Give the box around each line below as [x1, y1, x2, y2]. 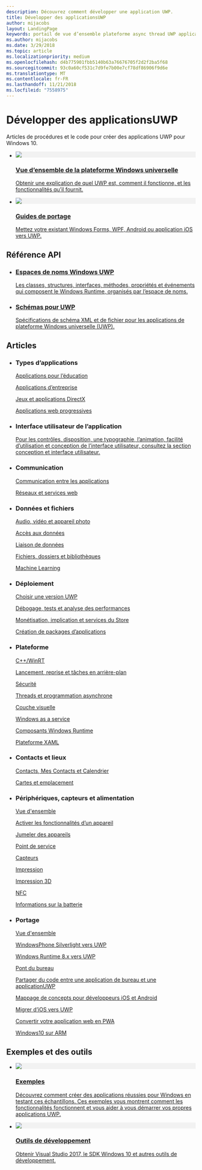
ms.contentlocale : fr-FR [6, 76, 69, 82]
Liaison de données [15, 541, 64, 548]
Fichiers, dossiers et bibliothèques [15, 552, 101, 560]
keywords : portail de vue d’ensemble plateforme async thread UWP [6, 31, 176, 37]
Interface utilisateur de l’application [15, 422, 122, 431]
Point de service [15, 842, 56, 850]
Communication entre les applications [15, 477, 109, 485]
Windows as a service [15, 715, 70, 723]
